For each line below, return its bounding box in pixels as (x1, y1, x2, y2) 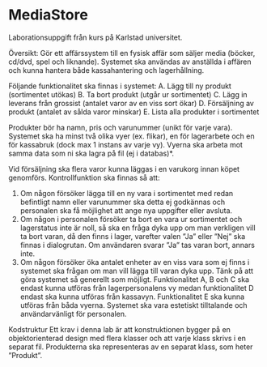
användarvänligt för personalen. (19, 309, 127, 318)
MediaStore (8, 6, 89, 24)
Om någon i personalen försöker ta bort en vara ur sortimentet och (19, 214, 243, 224)
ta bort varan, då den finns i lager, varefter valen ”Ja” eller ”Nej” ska (19, 231, 246, 241)
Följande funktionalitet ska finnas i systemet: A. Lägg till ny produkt (8, 81, 232, 91)
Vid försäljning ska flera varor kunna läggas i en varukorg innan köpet (8, 164, 240, 173)
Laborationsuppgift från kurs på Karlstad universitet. (8, 32, 183, 42)
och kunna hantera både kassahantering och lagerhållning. (8, 65, 205, 75)
